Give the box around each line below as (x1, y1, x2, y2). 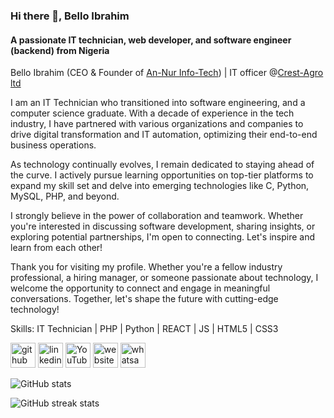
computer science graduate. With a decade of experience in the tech (10, 107, 295, 119)
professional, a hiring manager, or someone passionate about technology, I (10, 272, 319, 284)
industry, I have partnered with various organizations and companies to (10, 118, 304, 130)
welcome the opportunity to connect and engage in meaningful (10, 282, 271, 294)
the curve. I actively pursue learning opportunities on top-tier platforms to (10, 169, 314, 181)
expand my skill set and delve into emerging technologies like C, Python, (10, 180, 310, 192)
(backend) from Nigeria (10, 44, 110, 56)
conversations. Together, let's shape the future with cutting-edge (10, 293, 279, 305)
